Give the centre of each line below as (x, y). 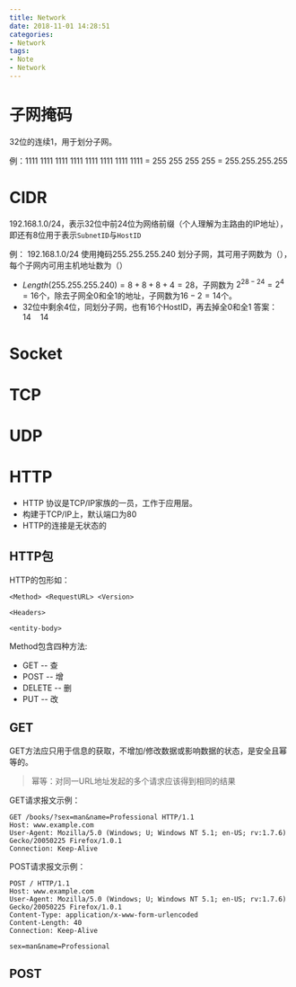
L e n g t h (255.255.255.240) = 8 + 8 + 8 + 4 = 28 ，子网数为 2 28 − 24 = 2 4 (153, 284)
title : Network (38, 18)
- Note (22, 59)
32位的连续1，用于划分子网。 (63, 141)
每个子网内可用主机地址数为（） (68, 265)
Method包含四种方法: (48, 646)
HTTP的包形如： (39, 580)
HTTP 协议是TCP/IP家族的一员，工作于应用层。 (109, 502)
